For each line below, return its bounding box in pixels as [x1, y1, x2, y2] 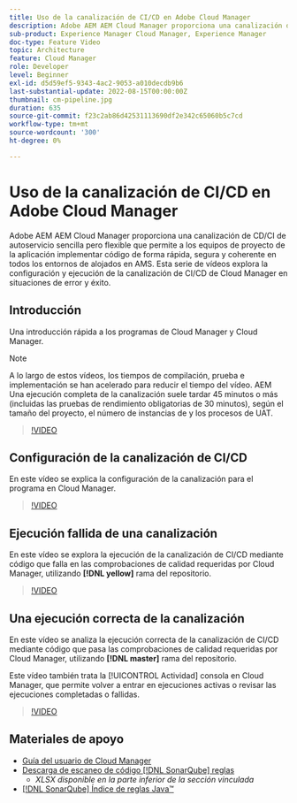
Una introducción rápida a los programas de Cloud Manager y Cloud [9, 326, 258, 337]
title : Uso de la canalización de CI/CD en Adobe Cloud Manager [9, 12, 251, 22]
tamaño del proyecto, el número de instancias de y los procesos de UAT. [9, 408, 274, 418]
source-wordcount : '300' [9, 128, 101, 137]
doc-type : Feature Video [9, 37, 101, 47]
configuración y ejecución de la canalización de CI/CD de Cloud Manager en [9, 267, 288, 279]
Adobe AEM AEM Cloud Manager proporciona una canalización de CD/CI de [9, 230, 286, 241]
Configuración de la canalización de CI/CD [9, 450, 247, 465]
